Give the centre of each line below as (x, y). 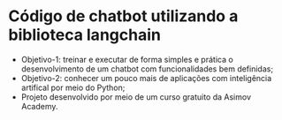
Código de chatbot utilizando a (123, 16)
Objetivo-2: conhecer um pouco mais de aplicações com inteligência (146, 78)
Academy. (39, 106)
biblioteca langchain (84, 35)
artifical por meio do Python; (73, 87)
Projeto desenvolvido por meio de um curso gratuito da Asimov (136, 97)
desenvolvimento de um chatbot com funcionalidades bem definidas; (147, 69)
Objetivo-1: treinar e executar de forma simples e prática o (127, 59)
